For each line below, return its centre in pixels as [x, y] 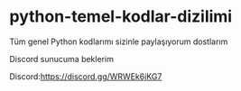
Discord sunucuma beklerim [62, 59]
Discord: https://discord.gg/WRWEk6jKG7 [86, 76]
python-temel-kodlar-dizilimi [121, 17]
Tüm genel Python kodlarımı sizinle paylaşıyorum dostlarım [119, 41]
